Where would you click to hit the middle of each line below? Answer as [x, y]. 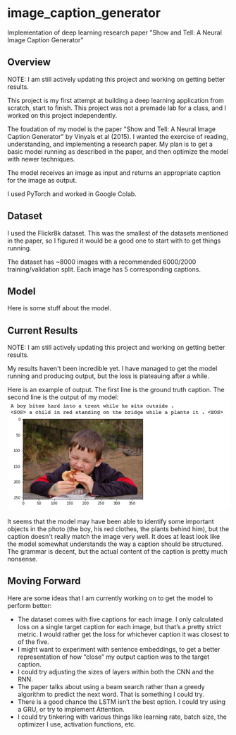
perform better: [30, 605]
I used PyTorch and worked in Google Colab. [72, 194]
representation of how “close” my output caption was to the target [113, 657]
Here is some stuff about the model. [59, 308]
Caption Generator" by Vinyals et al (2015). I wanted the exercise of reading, [118, 136]
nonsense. [23, 559]
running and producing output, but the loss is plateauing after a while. [108, 376]
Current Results [43, 330]
